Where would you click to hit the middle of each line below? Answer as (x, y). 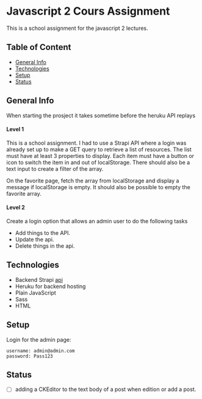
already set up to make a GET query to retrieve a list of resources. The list (99, 149)
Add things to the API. (43, 232)
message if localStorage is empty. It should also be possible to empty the (98, 187)
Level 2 (16, 207)
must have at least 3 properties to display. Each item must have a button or (100, 156)
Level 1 (15, 129)
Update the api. (34, 239)
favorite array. (24, 193)
